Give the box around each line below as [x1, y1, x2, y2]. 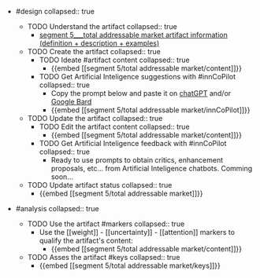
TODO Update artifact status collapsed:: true [27, 181, 173, 189]
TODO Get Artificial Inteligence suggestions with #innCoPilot [39, 72, 236, 81]
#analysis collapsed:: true [15, 204, 100, 213]
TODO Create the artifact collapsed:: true [27, 47, 162, 56]
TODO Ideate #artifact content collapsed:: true [39, 55, 191, 64]
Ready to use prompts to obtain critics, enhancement [50, 155, 224, 164]
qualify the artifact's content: [39, 236, 134, 245]
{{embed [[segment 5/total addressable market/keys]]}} [39, 261, 221, 270]
